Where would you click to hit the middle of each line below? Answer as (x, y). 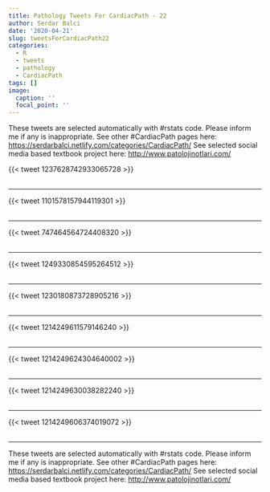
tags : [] (23, 83)
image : (19, 90)
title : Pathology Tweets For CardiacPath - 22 (88, 16)
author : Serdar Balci (45, 23)
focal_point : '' (43, 105)
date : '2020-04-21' (41, 30)
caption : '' (36, 98)
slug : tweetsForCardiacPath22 (59, 38)
